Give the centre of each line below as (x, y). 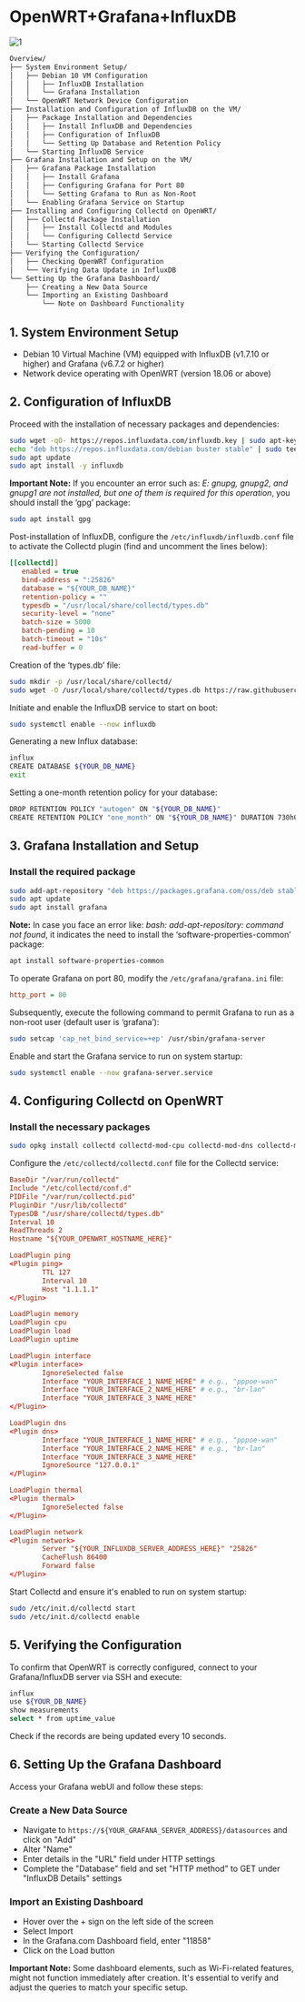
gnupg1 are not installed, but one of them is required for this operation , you (150, 493)
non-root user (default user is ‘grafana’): (84, 1021)
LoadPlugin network (46, 1532)
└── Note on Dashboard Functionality (113, 304)
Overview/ (28, 58)
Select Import (48, 1931)
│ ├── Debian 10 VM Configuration (79, 75)
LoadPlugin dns (38, 1424)
